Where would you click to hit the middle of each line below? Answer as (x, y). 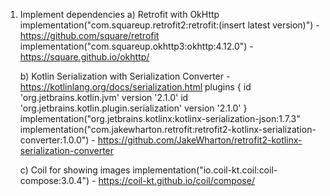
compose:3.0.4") (54, 180)
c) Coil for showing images (75, 170)
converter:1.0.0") (54, 140)
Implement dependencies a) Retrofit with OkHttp (119, 14)
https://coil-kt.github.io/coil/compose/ (176, 180)
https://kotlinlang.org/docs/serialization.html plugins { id (135, 87)
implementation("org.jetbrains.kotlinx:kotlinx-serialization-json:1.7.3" (160, 118)
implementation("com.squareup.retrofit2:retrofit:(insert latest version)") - (169, 25)
